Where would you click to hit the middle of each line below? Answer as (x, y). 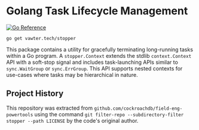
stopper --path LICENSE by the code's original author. (72, 120)
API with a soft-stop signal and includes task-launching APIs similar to (92, 62)
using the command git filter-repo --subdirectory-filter (109, 114)
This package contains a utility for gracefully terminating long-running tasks (99, 49)
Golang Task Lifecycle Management (97, 11)
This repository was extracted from (50, 108)
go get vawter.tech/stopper (41, 38)
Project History (35, 94)
